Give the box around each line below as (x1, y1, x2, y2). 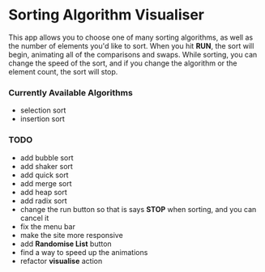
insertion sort (19, 114, 65, 124)
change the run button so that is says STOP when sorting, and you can (19, 204, 257, 214)
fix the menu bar (19, 221, 75, 232)
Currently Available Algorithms (8, 87, 134, 98)
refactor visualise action (19, 256, 103, 266)
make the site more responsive (19, 230, 123, 240)
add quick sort (19, 170, 69, 180)
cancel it (19, 213, 49, 223)
